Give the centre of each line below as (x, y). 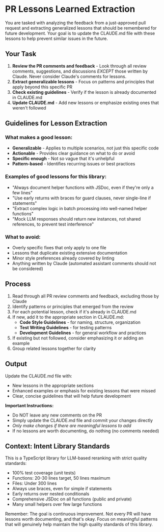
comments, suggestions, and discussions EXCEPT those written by (80, 71)
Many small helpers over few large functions (57, 504)
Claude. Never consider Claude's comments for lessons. (69, 76)
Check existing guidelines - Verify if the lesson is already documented (84, 92)
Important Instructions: (29, 405)
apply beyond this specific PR (42, 87)
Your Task (21, 54)
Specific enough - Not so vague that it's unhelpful (63, 158)
